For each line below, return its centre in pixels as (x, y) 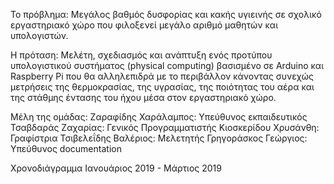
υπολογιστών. (39, 35)
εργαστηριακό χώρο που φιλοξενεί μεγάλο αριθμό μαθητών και (144, 25)
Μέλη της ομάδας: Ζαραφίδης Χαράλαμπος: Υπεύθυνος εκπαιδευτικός (159, 117)
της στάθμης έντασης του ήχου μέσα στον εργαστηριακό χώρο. (143, 97)
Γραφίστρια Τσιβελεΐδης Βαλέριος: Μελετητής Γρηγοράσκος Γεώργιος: (159, 138)
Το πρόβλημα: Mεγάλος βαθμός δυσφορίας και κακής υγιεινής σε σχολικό (166, 14)
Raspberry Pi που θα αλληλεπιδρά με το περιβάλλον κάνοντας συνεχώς (162, 76)
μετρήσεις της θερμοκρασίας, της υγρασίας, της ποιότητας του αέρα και (162, 87)
